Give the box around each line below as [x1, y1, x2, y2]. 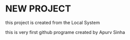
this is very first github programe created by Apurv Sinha [5, 29, 125, 35]
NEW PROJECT [5, 3, 71, 14]
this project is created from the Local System [5, 19, 100, 25]
